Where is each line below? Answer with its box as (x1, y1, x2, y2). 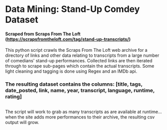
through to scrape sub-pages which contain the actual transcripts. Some (5, 63, 155, 69)
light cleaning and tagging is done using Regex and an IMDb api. (5, 68, 138, 74)
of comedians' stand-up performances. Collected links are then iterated (5, 58, 153, 64)
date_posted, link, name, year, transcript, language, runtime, (5, 87, 155, 94)
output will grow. (5, 119, 39, 125)
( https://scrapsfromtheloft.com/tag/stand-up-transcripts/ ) (5, 36, 131, 42)
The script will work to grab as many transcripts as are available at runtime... (5, 109, 162, 115)
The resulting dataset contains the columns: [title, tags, (5, 81, 143, 88)
